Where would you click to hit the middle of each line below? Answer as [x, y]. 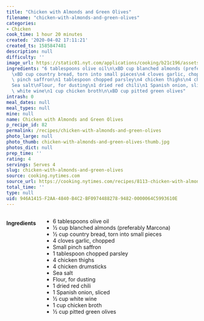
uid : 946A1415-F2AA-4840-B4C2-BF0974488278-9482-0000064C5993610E [92, 198]
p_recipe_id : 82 [27, 125]
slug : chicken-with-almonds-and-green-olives [65, 170]
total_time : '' [25, 187]
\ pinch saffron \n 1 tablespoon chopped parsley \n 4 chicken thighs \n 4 [101, 80]
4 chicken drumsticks [80, 266]
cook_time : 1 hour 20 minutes [45, 35]
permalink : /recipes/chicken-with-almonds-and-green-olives [84, 131]
